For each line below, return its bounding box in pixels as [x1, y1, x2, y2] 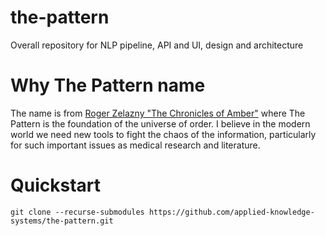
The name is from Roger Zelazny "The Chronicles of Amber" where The [10, 107, 306, 119]
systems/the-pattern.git [10, 216, 114, 226]
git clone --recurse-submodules [10, 207, 145, 217]
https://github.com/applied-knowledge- [148, 207, 315, 217]
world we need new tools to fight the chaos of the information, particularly [10, 128, 317, 140]
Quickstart [10, 174, 102, 197]
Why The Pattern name [10, 74, 206, 97]
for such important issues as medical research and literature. [10, 139, 261, 151]
